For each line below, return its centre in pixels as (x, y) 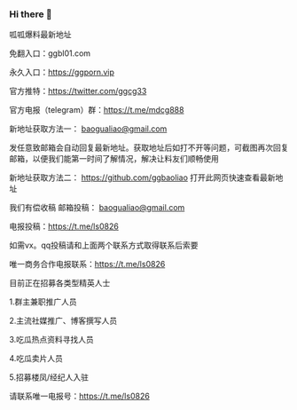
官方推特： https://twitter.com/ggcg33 (78, 91)
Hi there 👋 (31, 14)
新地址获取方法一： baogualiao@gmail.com (88, 129)
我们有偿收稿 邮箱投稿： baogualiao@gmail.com (97, 208)
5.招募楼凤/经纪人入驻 (49, 377)
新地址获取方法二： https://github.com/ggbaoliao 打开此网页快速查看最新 (142, 177)
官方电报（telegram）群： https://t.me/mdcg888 (97, 110)
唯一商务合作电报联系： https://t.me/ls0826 (87, 264)
